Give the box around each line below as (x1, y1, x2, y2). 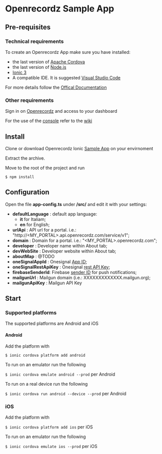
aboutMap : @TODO (12, 253, 55, 259)
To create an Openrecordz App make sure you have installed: (5, 49, 131, 55)
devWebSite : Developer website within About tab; (12, 248, 117, 254)
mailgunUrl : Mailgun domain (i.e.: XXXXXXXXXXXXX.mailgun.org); (12, 274, 151, 280)
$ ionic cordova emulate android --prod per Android (5, 371, 115, 377)
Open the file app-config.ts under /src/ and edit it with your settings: (5, 201, 147, 207)
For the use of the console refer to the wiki (5, 118, 92, 124)
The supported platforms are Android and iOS (5, 320, 99, 327)
